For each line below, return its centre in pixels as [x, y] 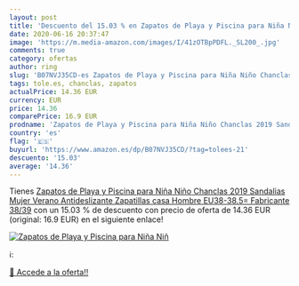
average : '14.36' [41, 166]
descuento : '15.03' [45, 158]
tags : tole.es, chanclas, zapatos [73, 83]
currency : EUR [36, 100]
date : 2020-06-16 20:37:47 [59, 34]
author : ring [33, 68]
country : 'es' [36, 133]
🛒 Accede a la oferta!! [49, 273]
